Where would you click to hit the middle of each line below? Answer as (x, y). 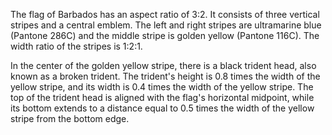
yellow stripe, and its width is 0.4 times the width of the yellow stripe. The (162, 87)
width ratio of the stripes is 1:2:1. (76, 46)
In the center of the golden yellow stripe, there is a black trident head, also (163, 65)
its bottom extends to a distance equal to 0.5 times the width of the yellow (162, 108)
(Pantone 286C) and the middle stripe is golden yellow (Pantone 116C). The (165, 35)
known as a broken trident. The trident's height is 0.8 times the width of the (165, 76)
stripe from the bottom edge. (70, 118)
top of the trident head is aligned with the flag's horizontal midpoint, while (162, 97)
